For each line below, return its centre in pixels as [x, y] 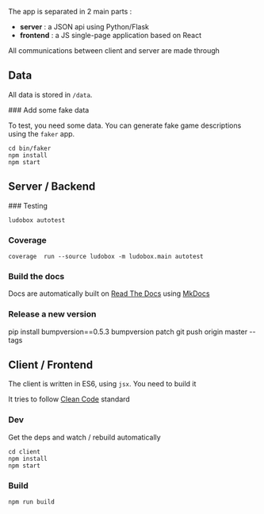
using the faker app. [42, 133]
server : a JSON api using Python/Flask [84, 27]
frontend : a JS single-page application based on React [111, 35]
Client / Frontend [51, 364]
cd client [25, 451]
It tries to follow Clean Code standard [69, 399]
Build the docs [36, 276]
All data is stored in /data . [50, 94]
